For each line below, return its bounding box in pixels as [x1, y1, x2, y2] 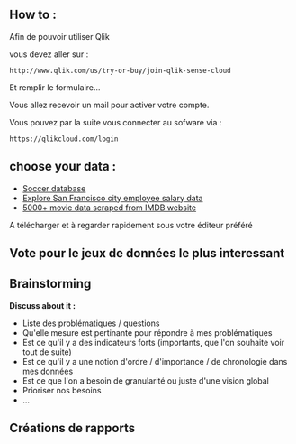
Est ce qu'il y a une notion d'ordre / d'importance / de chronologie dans [22, 356, 288, 366]
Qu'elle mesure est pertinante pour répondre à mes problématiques [22, 327, 273, 338]
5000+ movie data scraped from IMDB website [22, 202, 196, 213]
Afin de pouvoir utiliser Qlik [9, 31, 110, 42]
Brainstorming [9, 276, 92, 291]
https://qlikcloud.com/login [9, 134, 119, 143]
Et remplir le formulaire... [9, 81, 101, 93]
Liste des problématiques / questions [22, 318, 160, 328]
